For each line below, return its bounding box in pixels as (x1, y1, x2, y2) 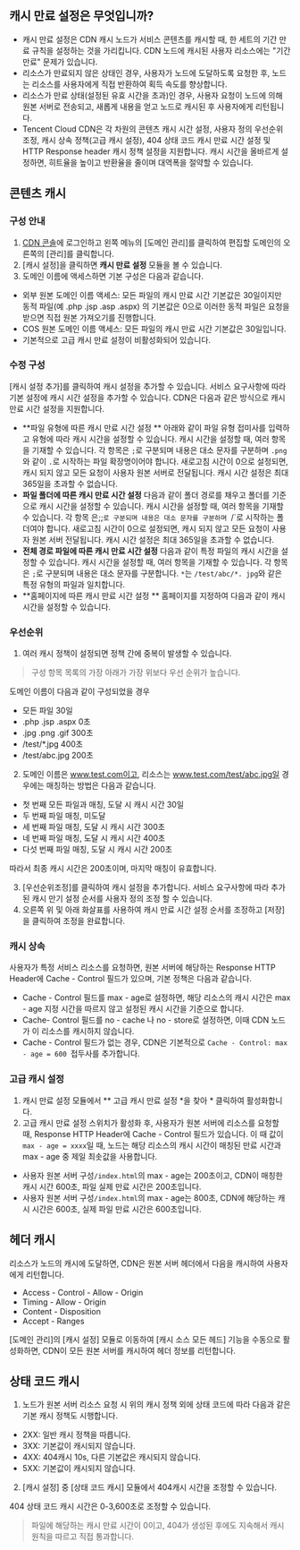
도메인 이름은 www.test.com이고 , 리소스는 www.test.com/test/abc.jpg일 (21, 769, 279, 780)
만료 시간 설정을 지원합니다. (9, 403, 105, 414)
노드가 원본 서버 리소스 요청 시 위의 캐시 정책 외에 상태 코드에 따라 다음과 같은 (21, 1400, 291, 1410)
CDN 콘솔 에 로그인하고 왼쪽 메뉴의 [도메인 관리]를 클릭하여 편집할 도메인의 (21, 236, 281, 248)
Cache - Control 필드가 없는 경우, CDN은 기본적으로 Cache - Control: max (21, 1037, 288, 1048)
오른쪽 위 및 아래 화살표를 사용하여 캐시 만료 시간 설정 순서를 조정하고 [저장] (21, 904, 286, 915)
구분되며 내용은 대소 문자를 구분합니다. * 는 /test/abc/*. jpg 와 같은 (45, 568, 283, 578)
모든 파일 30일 (21, 706, 73, 716)
